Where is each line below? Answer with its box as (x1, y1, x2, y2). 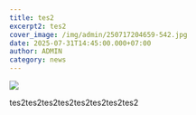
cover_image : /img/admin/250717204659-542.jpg (9, 30, 188, 39)
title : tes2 (9, 13, 54, 23)
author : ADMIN (9, 47, 63, 56)
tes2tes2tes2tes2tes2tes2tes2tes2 (9, 97, 139, 108)
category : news (9, 55, 67, 64)
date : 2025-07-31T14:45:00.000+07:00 (9, 38, 152, 48)
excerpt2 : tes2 (9, 22, 67, 31)
